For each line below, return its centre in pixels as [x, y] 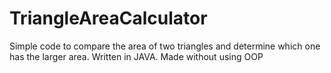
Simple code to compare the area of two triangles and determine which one [165, 46]
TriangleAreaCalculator [108, 18]
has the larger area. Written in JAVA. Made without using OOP [136, 56]
